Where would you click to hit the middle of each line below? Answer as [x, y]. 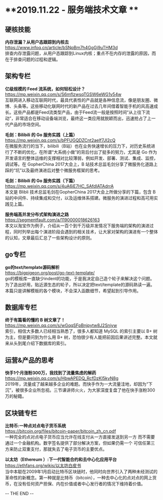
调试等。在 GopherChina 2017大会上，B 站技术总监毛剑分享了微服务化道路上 [81, 164]
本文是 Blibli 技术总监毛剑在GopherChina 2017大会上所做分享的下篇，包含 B [81, 192]
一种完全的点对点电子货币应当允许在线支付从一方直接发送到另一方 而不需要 [80, 437]
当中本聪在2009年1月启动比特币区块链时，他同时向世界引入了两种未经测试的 [81, 472]
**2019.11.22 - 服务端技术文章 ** [72, 10]
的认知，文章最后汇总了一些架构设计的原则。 [50, 238]
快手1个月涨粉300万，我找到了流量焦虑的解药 [50, 373]
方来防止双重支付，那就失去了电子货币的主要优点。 [56, 449]
